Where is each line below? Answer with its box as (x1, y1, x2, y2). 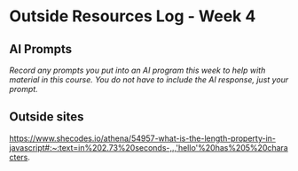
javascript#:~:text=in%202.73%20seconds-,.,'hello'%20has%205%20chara (9, 142, 288, 152)
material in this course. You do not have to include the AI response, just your (9, 74, 289, 85)
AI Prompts (9, 42, 73, 57)
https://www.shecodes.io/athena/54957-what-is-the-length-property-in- (9, 133, 277, 144)
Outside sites (9, 109, 84, 125)
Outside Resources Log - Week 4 (9, 6, 256, 27)
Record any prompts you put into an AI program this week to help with (9, 65, 266, 75)
